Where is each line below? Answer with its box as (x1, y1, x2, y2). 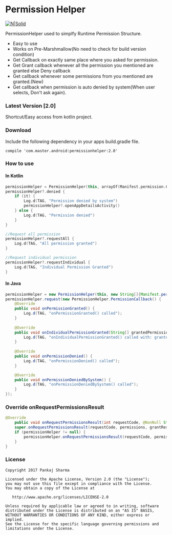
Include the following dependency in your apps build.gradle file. (5, 138, 140, 145)
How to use (5, 160, 34, 167)
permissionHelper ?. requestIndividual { (5, 260, 91, 265)
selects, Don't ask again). (12, 89, 67, 95)
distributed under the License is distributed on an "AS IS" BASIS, (5, 508, 155, 513)
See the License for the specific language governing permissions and (5, 521, 159, 526)
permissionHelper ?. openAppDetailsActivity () (24, 203, 120, 209)
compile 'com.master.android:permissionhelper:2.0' (5, 148, 118, 153)
